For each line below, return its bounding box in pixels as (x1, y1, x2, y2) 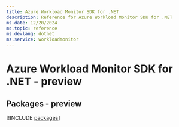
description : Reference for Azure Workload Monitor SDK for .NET (6, 14, 172, 20)
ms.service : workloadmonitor (6, 36, 79, 42)
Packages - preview (6, 98, 82, 109)
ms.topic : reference (6, 25, 58, 32)
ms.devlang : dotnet (6, 31, 55, 37)
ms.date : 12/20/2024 (6, 20, 58, 26)
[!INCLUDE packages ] (6, 114, 60, 121)
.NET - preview (6, 75, 82, 88)
